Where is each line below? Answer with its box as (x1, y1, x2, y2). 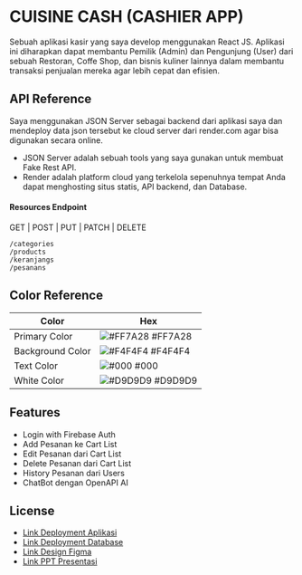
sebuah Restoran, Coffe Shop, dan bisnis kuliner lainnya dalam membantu (9, 55, 285, 66)
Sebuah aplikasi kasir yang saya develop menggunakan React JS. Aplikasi (9, 36, 285, 47)
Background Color (14, 344, 91, 357)
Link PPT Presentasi (22, 556, 98, 567)
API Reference (9, 91, 92, 107)
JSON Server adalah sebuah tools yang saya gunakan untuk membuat (22, 152, 284, 163)
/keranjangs (9, 255, 54, 264)
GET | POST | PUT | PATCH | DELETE (9, 222, 146, 233)
